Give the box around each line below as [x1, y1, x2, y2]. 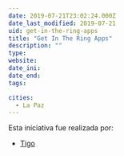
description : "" [8, 42, 62, 50]
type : [8, 49, 26, 57]
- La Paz [15, 101, 45, 109]
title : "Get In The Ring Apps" [8, 34, 113, 43]
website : [8, 57, 38, 65]
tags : [8, 79, 26, 87]
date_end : [8, 72, 42, 80]
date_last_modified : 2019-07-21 [8, 19, 116, 27]
